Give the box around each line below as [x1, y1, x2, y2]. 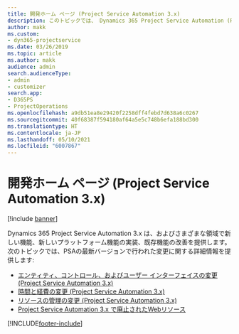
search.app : [7, 90, 43, 97]
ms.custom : [7, 30, 40, 38]
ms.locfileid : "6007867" [7, 143, 81, 150]
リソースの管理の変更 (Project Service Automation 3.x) [17, 296, 178, 305]
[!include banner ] [7, 215, 58, 223]
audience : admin [7, 63, 55, 70]
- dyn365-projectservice [7, 37, 81, 44]
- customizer [7, 83, 46, 90]
